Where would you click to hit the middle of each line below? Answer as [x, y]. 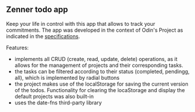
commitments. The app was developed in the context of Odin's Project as [95, 30]
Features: [18, 47]
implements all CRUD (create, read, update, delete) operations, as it [96, 59]
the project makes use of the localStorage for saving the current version [101, 84]
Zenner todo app [37, 10]
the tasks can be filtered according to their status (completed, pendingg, [102, 71]
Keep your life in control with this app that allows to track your [81, 23]
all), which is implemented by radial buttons [67, 77]
